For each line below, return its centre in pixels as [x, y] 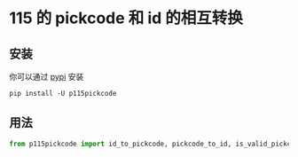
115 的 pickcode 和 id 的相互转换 [126, 18]
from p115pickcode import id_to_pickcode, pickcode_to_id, [121, 144]
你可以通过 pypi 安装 [47, 77]
